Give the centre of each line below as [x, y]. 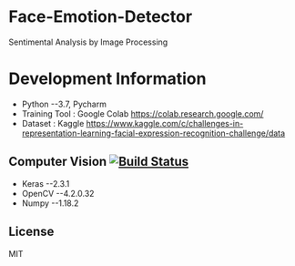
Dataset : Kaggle [53, 123]
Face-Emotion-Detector [101, 17]
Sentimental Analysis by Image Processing [88, 42]
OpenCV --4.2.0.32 [58, 193]
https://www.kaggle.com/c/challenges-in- [165, 123]
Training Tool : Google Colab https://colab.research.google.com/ [142, 113]
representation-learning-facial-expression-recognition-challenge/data [153, 133]
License [31, 232]
